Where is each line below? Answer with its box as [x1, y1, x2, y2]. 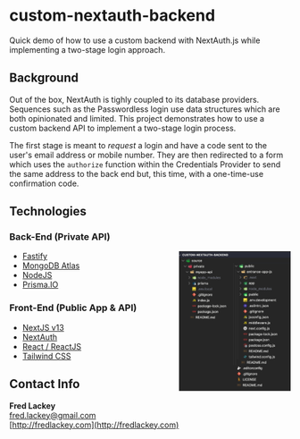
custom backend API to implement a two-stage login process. [9, 122, 237, 133]
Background [9, 71, 79, 86]
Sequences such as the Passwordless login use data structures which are [9, 104, 280, 114]
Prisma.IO [21, 279, 59, 291]
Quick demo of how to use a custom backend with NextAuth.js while [9, 35, 261, 46]
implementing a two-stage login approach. [9, 44, 166, 55]
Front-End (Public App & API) [9, 301, 137, 314]
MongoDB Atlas [21, 260, 80, 271]
